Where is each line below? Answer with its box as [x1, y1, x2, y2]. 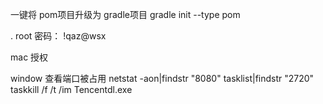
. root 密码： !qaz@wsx [10, 30, 107, 42]
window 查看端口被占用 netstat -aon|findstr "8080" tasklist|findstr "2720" [10, 73, 315, 84]
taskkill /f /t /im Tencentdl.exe [10, 84, 133, 95]
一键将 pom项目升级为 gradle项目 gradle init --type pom [10, 9, 241, 20]
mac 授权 [10, 51, 49, 63]
